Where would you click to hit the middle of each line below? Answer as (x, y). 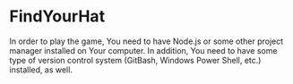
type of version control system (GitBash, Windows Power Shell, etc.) (135, 60)
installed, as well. (41, 70)
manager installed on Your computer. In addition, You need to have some (143, 50)
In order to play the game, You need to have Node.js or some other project (146, 41)
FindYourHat (57, 17)
